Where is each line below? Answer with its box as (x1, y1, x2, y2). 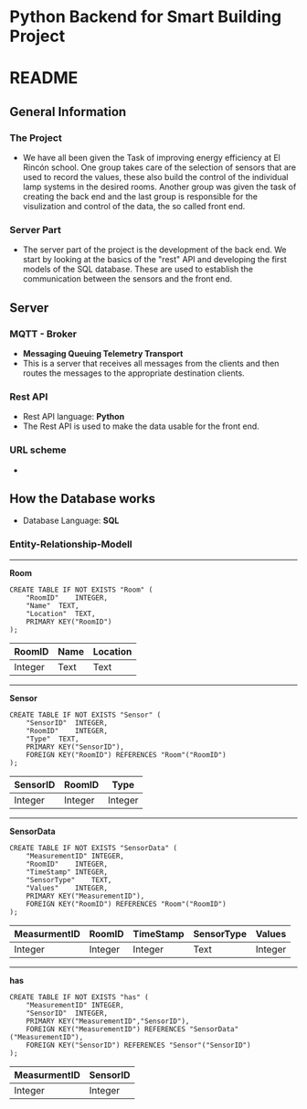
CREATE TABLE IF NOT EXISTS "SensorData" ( (9, 843, 178, 852)
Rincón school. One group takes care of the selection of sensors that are (22, 162, 297, 173)
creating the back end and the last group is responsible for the (22, 191, 259, 202)
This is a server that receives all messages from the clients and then (22, 358, 280, 369)
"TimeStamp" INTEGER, (26, 867, 108, 877)
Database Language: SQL (22, 515, 120, 527)
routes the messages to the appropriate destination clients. (22, 368, 245, 379)
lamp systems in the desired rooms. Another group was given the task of (22, 181, 297, 193)
